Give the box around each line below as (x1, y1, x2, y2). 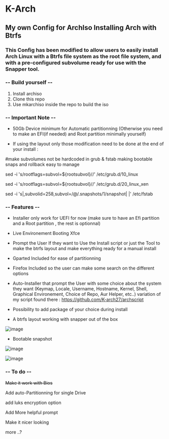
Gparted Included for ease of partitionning (12, 255, 102, 261)
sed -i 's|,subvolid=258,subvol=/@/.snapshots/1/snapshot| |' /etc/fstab (5, 191, 153, 197)
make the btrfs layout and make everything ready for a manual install (12, 246, 156, 252)
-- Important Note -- (5, 114, 56, 121)
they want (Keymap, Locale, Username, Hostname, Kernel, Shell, (12, 286, 148, 292)
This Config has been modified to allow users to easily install (5, 46, 158, 53)
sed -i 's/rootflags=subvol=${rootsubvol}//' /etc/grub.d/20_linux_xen (5, 181, 149, 187)
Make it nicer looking (5, 419, 49, 425)
